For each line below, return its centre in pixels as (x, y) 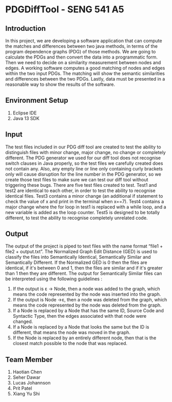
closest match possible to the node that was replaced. (70, 343)
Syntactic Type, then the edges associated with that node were (80, 316)
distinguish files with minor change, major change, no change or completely (85, 152)
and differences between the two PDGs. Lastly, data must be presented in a (85, 79)
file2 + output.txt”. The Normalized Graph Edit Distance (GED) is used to (81, 252)
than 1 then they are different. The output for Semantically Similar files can (84, 274)
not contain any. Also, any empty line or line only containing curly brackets (84, 168)
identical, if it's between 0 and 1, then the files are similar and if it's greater (84, 268)
